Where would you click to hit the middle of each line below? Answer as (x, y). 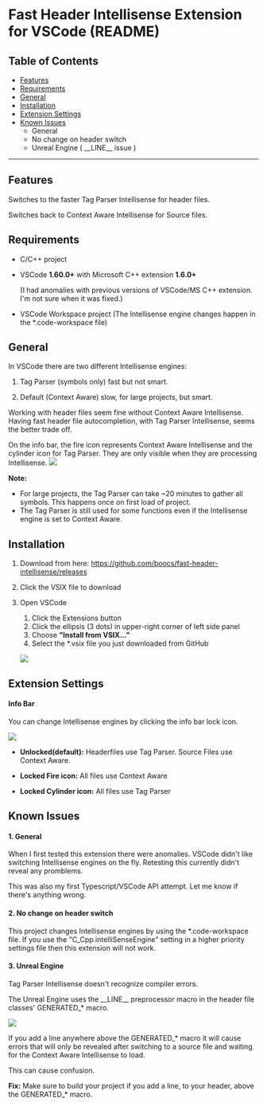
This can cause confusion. (52, 1070)
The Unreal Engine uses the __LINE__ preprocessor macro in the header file (132, 999)
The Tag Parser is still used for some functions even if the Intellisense (133, 510)
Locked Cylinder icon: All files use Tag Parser (95, 791)
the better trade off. (40, 430)
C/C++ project (43, 259)
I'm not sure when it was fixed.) (71, 298)
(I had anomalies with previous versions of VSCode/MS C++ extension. (136, 290)
